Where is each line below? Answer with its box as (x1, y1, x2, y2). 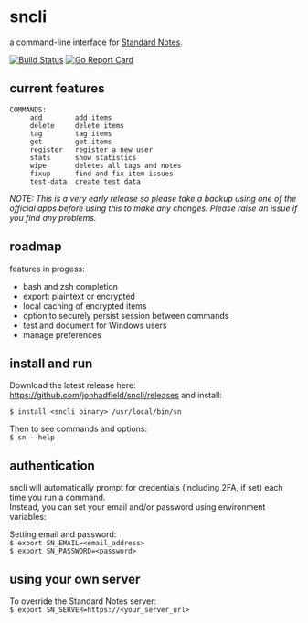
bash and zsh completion (22, 280, 119, 291)
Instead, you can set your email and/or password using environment (9, 502, 266, 512)
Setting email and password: (9, 529, 117, 540)
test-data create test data (29, 176, 142, 186)
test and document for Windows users (22, 320, 167, 331)
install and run (9, 355, 93, 371)
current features (9, 80, 105, 97)
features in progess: (9, 263, 85, 274)
